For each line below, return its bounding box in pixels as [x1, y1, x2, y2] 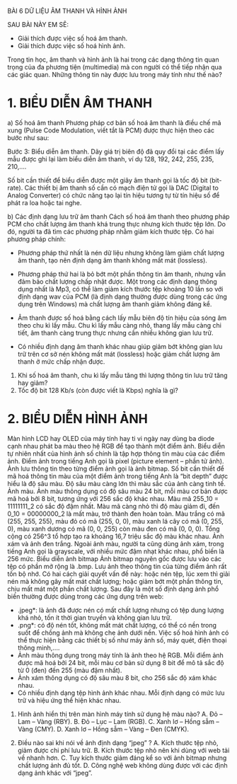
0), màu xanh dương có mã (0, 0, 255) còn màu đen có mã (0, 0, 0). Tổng [7, 524, 221, 533]
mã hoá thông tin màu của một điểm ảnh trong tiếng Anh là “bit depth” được [7, 471, 229, 480]
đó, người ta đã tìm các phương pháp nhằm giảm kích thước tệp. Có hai [7, 227, 214, 236]
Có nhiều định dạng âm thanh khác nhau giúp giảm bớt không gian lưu [17, 342, 223, 350]
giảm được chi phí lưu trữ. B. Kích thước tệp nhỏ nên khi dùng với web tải [17, 746, 230, 754]
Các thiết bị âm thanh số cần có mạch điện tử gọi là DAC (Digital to [24, 183, 219, 192]
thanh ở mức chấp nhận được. [17, 357, 105, 366]
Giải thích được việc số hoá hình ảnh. [17, 42, 126, 50]
